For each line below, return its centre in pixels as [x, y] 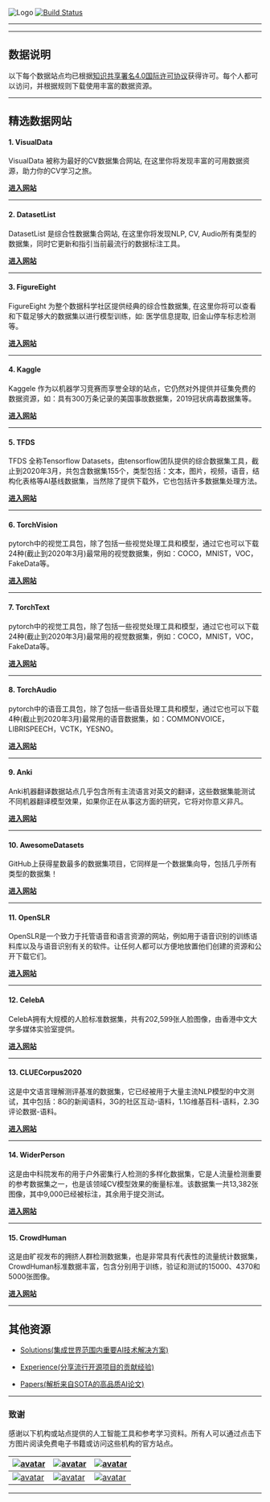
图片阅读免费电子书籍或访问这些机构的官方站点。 [96, 1443]
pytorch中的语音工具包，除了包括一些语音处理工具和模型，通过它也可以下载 [134, 709]
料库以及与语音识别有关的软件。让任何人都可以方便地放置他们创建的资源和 [131, 946]
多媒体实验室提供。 [47, 1029]
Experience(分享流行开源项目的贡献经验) [87, 1367]
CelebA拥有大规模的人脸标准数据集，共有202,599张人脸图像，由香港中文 [129, 1018]
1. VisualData [31, 142]
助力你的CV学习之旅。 [59, 171]
